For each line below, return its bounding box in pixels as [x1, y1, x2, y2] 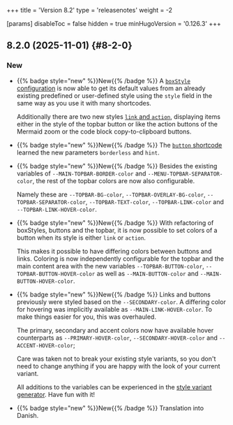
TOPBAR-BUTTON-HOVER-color [16, 271, 96, 278]
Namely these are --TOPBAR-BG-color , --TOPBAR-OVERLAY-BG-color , [16, 190, 206, 199]
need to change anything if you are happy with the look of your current [16, 361, 220, 370]
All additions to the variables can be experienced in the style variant [16, 382, 212, 391]
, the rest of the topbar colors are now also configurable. [32, 176, 195, 185]
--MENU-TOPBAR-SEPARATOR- [147, 171, 223, 178]
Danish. [16, 411, 39, 419]
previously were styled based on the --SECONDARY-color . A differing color [16, 297, 226, 306]
